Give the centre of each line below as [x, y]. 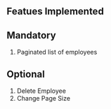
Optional [26, 74]
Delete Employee [41, 91]
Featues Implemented [55, 12]
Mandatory [32, 35]
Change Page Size [44, 99]
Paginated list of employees [57, 52]
